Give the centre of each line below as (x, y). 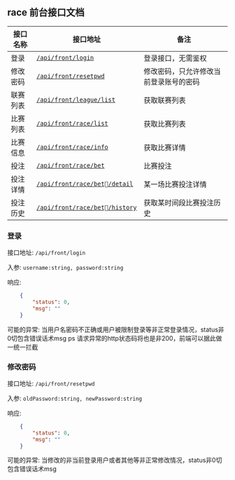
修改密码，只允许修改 (178, 71)
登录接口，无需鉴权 (175, 58)
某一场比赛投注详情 (175, 184)
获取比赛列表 (164, 123)
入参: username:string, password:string (65, 268)
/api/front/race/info (72, 147)
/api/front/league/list (76, 100)
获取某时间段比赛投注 (178, 203)
